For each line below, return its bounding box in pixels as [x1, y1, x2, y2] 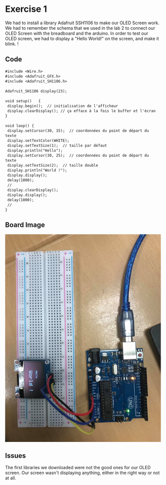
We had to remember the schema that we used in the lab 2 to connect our [5, 25, 156, 31]
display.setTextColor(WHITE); [7, 138, 70, 143]
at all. [5, 475, 16, 481]
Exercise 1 [5, 3, 47, 15]
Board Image [5, 221, 45, 229]
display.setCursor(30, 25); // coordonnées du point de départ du [7, 153, 149, 158]
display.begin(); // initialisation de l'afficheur [7, 103, 119, 108]
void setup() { [5, 98, 41, 103]
